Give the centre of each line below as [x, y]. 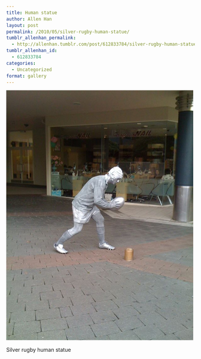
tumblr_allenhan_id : [32, 51]
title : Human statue [32, 13]
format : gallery [26, 76]
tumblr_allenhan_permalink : [41, 38]
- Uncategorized [32, 70]
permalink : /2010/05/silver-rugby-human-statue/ [68, 32]
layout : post [22, 25]
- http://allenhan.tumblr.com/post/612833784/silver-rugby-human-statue [104, 44]
